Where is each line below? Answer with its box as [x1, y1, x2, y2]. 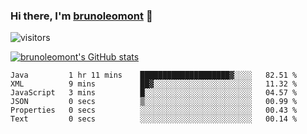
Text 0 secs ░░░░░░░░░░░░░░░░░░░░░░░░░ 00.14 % [10, 114, 298, 124]
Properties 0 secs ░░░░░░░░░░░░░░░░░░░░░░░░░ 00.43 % [10, 105, 298, 116]
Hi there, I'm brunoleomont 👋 [10, 9, 153, 23]
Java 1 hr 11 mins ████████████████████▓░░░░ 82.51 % [10, 70, 298, 81]
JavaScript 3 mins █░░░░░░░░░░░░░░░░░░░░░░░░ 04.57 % [10, 88, 298, 98]
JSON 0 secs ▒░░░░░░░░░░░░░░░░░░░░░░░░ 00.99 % [10, 97, 298, 107]
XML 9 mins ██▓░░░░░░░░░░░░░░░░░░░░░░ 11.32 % [10, 79, 298, 89]
